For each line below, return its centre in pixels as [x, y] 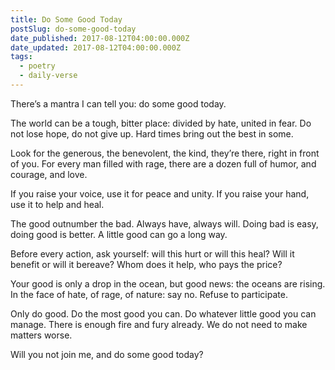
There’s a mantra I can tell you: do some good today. [118, 103]
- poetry [37, 66]
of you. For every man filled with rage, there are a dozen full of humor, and [163, 163]
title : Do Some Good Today [66, 19]
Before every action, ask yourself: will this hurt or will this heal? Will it [152, 253]
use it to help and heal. [57, 204]
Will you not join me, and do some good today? [107, 354]
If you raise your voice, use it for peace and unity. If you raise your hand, [160, 193]
